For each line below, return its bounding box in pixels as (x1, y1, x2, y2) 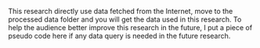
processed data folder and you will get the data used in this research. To (8, 15, 242, 24)
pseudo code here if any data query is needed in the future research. (8, 31, 231, 40)
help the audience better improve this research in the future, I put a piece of (8, 23, 253, 32)
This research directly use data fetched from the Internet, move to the (8, 7, 233, 15)
